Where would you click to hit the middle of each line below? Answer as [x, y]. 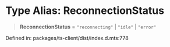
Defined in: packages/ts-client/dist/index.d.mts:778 [67, 38]
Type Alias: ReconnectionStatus [85, 11]
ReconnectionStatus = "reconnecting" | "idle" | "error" [88, 27]
